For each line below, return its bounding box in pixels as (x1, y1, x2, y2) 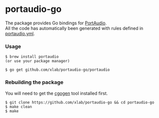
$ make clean (5, 104, 32, 109)
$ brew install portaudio (5, 54, 59, 59)
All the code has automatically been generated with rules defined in (5, 25, 144, 31)
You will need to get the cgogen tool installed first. (5, 90, 108, 96)
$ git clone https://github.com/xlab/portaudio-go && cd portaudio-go (5, 100, 155, 105)
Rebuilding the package (5, 79, 64, 86)
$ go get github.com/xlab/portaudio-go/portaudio (5, 67, 110, 73)
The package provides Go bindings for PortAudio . (5, 20, 107, 26)
